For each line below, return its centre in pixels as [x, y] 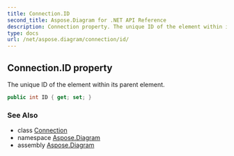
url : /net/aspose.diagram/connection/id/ [68, 40]
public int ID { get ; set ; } [49, 97]
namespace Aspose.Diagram [59, 138]
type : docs [23, 33]
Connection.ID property [60, 68]
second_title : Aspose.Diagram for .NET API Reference [87, 20]
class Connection [42, 130]
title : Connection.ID [39, 14]
